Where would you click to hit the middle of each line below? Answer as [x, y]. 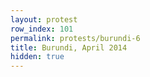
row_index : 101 [42, 29]
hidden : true [37, 57]
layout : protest [44, 19]
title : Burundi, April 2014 [69, 47]
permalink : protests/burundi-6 [75, 38]
